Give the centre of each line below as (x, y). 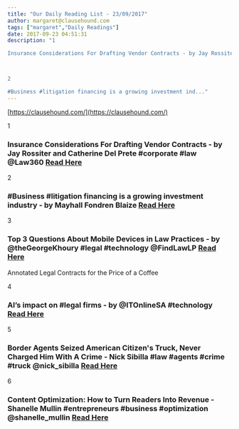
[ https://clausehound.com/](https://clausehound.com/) (88, 112)
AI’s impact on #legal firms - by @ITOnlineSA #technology (110, 305)
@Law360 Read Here (45, 162)
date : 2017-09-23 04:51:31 (47, 34)
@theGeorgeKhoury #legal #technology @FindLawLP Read (112, 248)
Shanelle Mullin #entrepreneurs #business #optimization (108, 409)
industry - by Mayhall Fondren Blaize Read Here (91, 205)
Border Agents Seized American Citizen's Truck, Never (104, 348)
